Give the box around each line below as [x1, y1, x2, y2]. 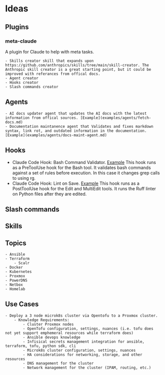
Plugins [5, 23, 29, 31]
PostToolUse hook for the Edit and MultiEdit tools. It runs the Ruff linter [12, 185, 157, 191]
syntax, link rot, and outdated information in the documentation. [5, 128, 147, 133]
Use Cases [5, 300, 39, 309]
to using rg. [12, 175, 36, 181]
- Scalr [14, 261, 30, 266]
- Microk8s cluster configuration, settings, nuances [23, 348, 136, 353]
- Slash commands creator [5, 84, 58, 89]
